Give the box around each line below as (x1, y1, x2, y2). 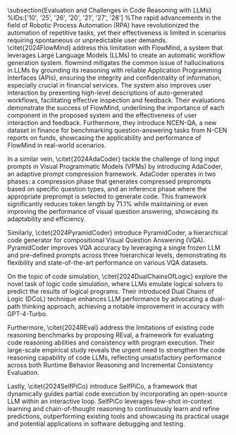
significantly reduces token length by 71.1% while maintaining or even (7, 200, 209, 208)
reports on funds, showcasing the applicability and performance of (7, 133, 202, 142)
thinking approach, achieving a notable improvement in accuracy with (22, 302, 224, 310)
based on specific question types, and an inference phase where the (7, 185, 207, 193)
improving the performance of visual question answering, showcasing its (7, 208, 218, 215)
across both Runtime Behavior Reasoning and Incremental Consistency (7, 361, 213, 369)
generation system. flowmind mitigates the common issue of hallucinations (7, 59, 225, 66)
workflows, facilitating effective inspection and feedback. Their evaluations (7, 96, 225, 105)
